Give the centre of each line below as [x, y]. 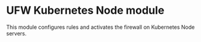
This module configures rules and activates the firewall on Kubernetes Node [100, 27]
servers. [17, 33]
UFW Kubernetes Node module [85, 10]
